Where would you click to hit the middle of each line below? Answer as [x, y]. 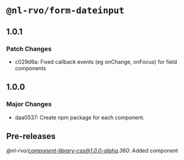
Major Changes [29, 104]
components [30, 68]
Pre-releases [31, 136]
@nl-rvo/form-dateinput [65, 11]
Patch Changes [29, 49]
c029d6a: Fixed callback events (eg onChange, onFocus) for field [96, 61]
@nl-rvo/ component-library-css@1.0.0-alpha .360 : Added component [92, 151]
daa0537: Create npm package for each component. [80, 117]
